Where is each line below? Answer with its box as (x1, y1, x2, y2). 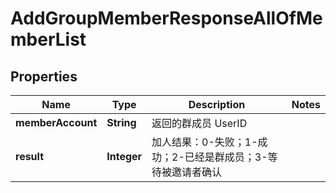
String (106, 116, 137, 129)
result (15, 150, 45, 163)
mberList (10, 28, 87, 51)
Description (188, 98, 246, 111)
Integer (106, 150, 143, 163)
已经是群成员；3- (184, 150, 268, 164)
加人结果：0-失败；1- (151, 135, 258, 149)
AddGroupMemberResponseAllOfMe (10, 7, 323, 30)
